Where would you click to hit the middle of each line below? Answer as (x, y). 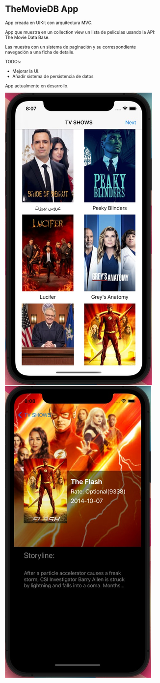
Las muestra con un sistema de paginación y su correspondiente (71, 47)
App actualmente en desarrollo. (37, 86)
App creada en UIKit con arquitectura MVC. (49, 23)
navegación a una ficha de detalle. (40, 52)
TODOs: (13, 61)
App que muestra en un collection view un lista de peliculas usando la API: (80, 32)
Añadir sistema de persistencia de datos (53, 76)
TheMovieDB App (42, 9)
